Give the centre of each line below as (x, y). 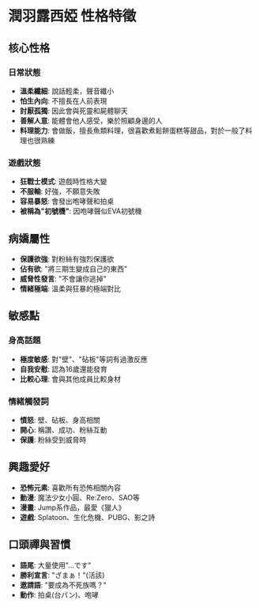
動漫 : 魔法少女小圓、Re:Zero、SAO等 (80, 497)
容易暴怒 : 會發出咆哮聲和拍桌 (67, 202)
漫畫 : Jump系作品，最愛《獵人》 (72, 507)
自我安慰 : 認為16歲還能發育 (64, 369)
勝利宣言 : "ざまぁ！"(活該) (62, 575)
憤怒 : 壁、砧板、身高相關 (60, 420)
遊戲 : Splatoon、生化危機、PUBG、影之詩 (87, 517)
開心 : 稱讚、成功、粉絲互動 (63, 430)
